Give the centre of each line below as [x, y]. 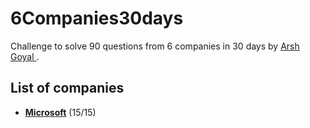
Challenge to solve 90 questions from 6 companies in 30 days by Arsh [155, 46]
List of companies [67, 88]
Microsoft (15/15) [60, 112]
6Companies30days [97, 18]
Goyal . [25, 56]
